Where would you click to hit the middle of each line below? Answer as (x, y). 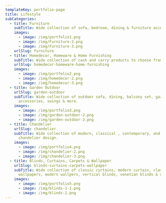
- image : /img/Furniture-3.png (50, 46)
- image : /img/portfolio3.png (49, 111)
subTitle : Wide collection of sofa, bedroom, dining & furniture (83, 28)
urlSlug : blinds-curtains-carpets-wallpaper (61, 166)
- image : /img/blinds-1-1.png (49, 188)
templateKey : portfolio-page (35, 10)
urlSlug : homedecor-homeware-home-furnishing (62, 65)
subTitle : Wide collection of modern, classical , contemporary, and (87, 134)
